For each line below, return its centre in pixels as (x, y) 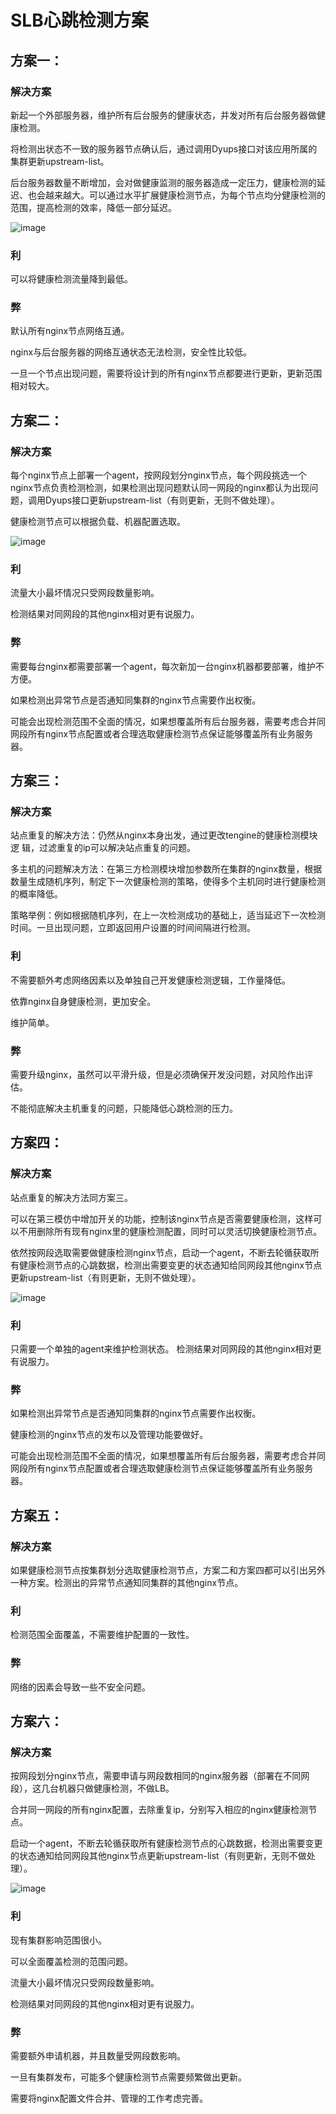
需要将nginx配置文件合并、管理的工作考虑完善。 (109, 2098)
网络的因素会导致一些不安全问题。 (80, 1687)
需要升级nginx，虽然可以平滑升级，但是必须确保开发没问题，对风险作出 (157, 1075)
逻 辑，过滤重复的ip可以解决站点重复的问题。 (103, 848)
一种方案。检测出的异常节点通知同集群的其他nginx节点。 (127, 1582)
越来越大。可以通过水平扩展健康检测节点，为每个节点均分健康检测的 (185, 195)
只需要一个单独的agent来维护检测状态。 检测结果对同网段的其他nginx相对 (161, 1349)
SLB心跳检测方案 (79, 20)
